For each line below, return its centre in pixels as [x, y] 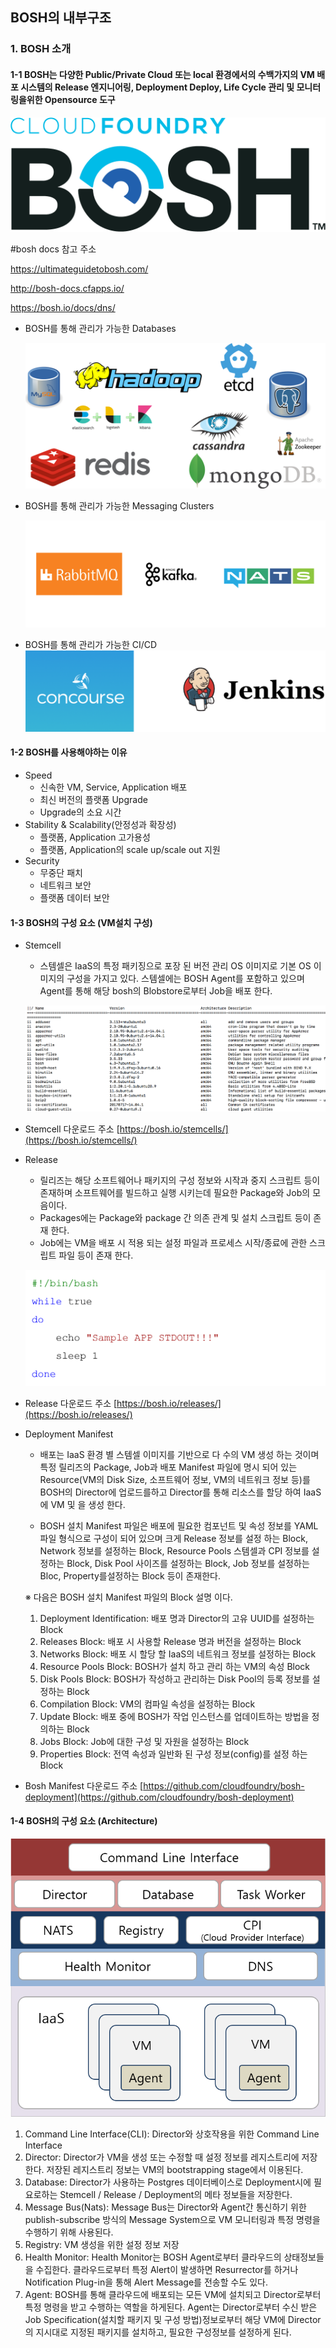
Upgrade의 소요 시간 [80, 812]
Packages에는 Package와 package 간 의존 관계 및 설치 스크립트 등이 [175, 1217]
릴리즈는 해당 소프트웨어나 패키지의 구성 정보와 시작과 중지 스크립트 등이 [180, 1180]
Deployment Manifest [69, 1434]
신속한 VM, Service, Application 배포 [113, 787]
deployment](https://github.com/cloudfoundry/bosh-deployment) [159, 1797]
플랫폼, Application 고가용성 [95, 837]
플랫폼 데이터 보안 [74, 897]
